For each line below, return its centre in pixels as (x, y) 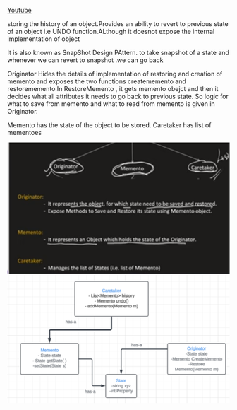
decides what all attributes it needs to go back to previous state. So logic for (118, 96)
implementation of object (44, 39)
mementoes (25, 133)
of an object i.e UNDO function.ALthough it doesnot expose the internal (111, 31)
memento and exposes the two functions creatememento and (97, 81)
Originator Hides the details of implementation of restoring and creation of (115, 74)
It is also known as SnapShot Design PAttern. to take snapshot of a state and (118, 53)
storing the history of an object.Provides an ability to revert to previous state (118, 24)
